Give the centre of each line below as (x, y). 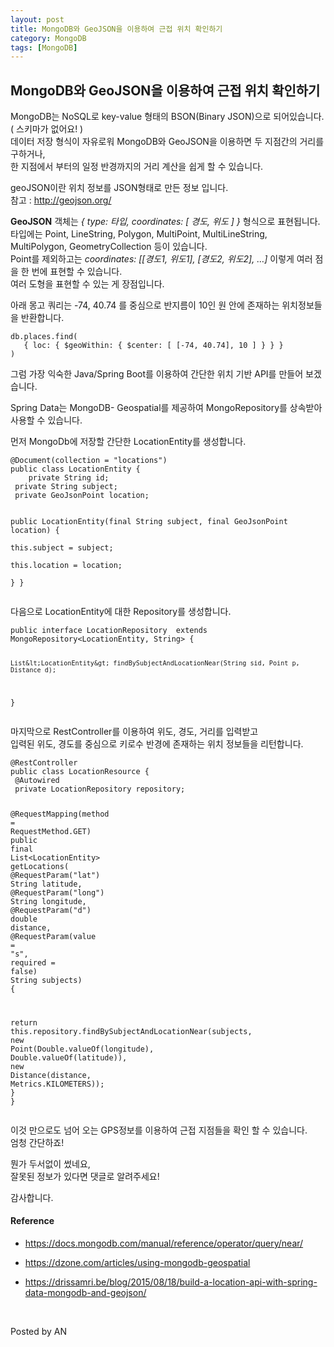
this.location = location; (66, 566)
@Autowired (37, 780)
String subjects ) (46, 980)
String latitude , (46, 884)
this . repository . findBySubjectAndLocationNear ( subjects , (131, 1031)
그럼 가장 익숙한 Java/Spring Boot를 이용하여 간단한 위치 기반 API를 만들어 (157, 374)
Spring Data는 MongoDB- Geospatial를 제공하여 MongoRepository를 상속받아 (166, 408)
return (24, 1022)
